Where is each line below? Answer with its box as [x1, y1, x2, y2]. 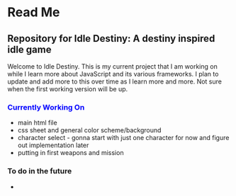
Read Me [7, 4, 60, 21]
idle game [7, 43, 52, 55]
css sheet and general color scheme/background [17, 126, 162, 134]
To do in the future [7, 166, 72, 176]
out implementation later [17, 141, 89, 149]
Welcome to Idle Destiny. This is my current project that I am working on [7, 62, 218, 71]
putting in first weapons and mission [17, 149, 124, 157]
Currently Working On [7, 102, 85, 112]
